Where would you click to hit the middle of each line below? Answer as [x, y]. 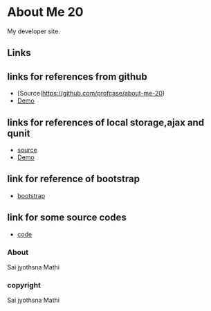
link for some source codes [67, 218]
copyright [24, 285]
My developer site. [34, 31]
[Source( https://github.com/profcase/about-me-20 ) [91, 94]
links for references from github [77, 77]
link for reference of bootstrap [74, 179]
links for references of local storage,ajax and [106, 122]
